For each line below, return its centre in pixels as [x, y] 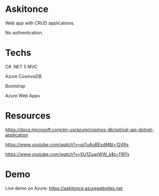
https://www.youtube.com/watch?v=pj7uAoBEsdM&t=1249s [67, 144]
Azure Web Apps [22, 95]
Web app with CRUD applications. [40, 23]
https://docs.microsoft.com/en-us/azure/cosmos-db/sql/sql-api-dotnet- [79, 129]
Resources [28, 116]
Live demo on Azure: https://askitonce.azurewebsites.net [64, 188]
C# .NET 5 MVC [21, 66]
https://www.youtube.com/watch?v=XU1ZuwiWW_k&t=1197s [67, 154]
